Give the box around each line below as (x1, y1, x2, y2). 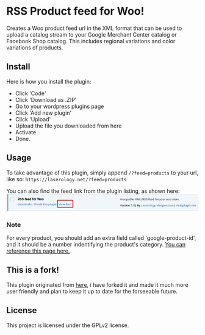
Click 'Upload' (15, 115, 51, 123)
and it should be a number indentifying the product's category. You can (6, 241, 186, 248)
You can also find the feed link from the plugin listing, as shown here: (6, 187, 180, 195)
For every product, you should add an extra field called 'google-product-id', (6, 234, 196, 242)
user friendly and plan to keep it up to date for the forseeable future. (6, 287, 178, 295)
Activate (15, 128, 37, 135)
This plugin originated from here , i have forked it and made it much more (6, 281, 189, 288)
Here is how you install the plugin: (6, 77, 92, 85)
